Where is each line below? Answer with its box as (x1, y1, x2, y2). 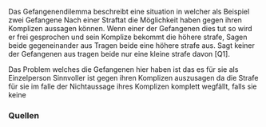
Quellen (8, 109, 40, 121)
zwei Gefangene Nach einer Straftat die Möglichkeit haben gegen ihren (8, 15, 242, 25)
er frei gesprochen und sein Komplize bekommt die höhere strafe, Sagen (8, 32, 248, 42)
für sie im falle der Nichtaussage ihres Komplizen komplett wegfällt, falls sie (8, 81, 257, 91)
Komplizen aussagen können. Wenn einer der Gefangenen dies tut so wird (8, 24, 253, 33)
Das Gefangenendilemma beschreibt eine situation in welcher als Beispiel (8, 7, 250, 16)
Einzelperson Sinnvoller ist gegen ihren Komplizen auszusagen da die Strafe (8, 73, 259, 82)
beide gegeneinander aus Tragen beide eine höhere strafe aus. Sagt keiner (8, 41, 256, 50)
